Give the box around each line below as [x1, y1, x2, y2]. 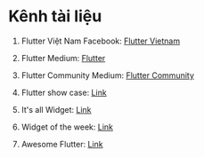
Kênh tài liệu [8, 6, 102, 27]
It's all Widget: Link [20, 104, 92, 115]
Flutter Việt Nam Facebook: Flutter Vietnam [20, 36, 180, 46]
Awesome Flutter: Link [20, 138, 103, 149]
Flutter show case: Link [20, 87, 108, 98]
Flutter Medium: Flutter [20, 52, 106, 63]
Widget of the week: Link [20, 122, 113, 132]
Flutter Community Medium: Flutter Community [20, 69, 195, 81]
